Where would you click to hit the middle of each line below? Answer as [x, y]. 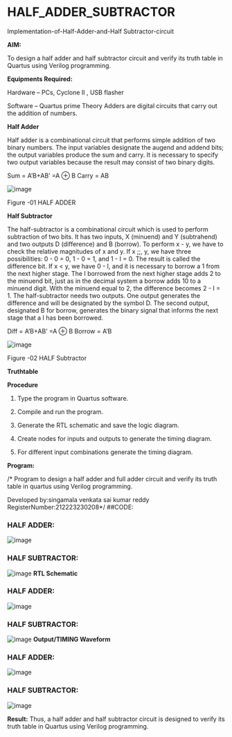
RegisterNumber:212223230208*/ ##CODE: [70, 507]
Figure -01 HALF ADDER [42, 202]
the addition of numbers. [42, 113]
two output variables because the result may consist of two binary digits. [111, 162]
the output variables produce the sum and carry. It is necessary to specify [113, 155]
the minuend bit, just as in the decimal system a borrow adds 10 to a [104, 281]
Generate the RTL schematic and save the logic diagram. [98, 425]
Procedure [23, 385]
